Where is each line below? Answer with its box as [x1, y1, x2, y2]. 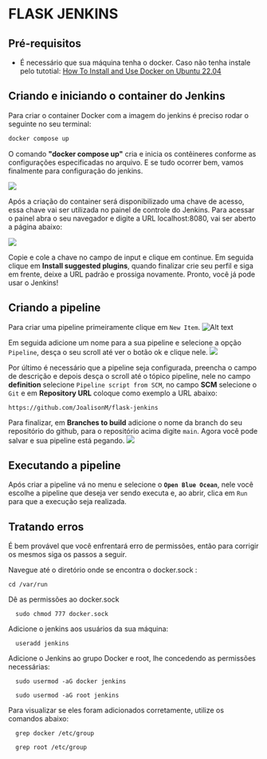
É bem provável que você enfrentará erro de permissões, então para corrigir [8, 541, 259, 551]
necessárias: [8, 662, 50, 672]
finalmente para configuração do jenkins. [8, 165, 143, 176]
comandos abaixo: [8, 714, 69, 724]
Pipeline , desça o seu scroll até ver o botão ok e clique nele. [8, 347, 209, 356]
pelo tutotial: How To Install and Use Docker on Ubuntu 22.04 [19, 66, 222, 76]
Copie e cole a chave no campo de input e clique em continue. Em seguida [8, 252, 253, 262]
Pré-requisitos [8, 37, 82, 50]
